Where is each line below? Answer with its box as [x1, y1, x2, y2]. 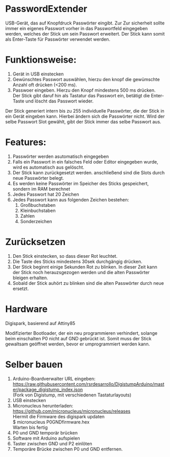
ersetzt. [12, 285, 29, 291]
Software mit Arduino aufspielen [12, 435, 80, 441]
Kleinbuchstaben [20, 207, 56, 213]
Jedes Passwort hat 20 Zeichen [12, 191, 80, 197]
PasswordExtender [5, 3, 87, 15]
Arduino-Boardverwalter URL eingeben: [12, 375, 95, 382]
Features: [5, 137, 47, 148]
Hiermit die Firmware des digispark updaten [12, 413, 105, 419]
